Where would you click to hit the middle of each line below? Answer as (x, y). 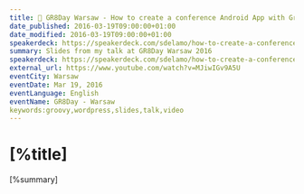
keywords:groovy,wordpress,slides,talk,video (96, 110)
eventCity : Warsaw (44, 77)
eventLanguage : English (54, 93)
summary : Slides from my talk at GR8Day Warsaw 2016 (111, 51)
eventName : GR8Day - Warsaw (62, 102)
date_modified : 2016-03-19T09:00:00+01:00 (90, 34)
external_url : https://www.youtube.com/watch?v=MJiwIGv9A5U (125, 69)
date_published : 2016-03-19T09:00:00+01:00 (93, 26)
